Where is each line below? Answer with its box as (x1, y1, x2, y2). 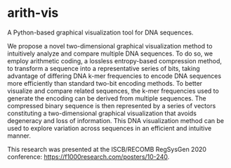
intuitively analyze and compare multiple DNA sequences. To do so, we (7, 49, 213, 58)
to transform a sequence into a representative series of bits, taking (7, 64, 200, 72)
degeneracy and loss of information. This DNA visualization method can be (7, 116, 225, 124)
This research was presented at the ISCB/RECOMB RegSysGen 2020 (7, 145, 207, 153)
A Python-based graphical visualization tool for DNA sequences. (7, 28, 194, 37)
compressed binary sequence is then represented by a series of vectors (7, 101, 216, 110)
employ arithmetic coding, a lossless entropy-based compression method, (7, 56, 223, 65)
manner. (7, 131, 32, 140)
